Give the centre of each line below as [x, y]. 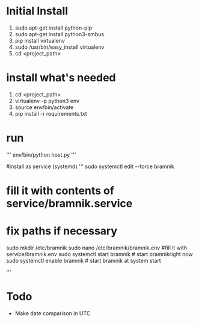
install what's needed [61, 78]
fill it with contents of [60, 190]
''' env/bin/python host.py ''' [41, 154]
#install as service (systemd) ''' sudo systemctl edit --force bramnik [90, 166]
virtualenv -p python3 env [47, 101]
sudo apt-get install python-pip [53, 28]
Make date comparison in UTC [53, 313]
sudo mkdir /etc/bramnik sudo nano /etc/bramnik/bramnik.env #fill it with [97, 248]
